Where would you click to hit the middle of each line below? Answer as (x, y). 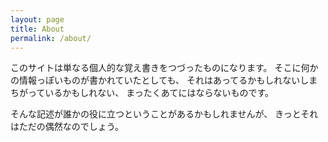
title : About (37, 29)
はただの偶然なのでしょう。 (67, 127)
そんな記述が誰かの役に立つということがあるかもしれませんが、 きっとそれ (164, 114)
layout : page (37, 19)
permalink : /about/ (51, 38)
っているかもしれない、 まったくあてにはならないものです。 (150, 93)
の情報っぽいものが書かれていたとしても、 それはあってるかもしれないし (160, 80)
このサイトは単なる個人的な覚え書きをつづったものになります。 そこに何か (164, 68)
